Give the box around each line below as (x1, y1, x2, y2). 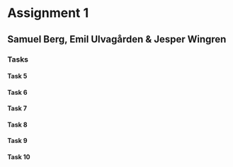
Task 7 (7, 104, 27, 113)
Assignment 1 (7, 5, 89, 21)
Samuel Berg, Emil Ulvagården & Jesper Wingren (7, 33, 227, 45)
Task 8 (7, 120, 28, 129)
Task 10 (7, 153, 30, 161)
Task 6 (7, 88, 28, 96)
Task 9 (7, 137, 28, 145)
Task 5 (7, 72, 28, 81)
